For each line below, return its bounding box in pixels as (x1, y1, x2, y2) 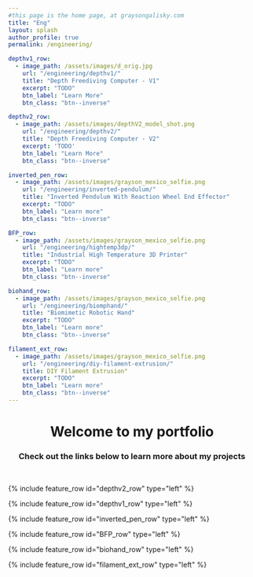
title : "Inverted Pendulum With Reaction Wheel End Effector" (22, 193, 230, 201)
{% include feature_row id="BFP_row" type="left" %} (8, 530, 181, 539)
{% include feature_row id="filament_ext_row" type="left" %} (8, 560, 207, 570)
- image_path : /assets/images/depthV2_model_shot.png (15, 120, 195, 128)
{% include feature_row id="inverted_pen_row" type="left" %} (8, 514, 210, 524)
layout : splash (8, 26, 58, 34)
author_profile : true (8, 33, 79, 42)
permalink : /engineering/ (8, 41, 93, 49)
